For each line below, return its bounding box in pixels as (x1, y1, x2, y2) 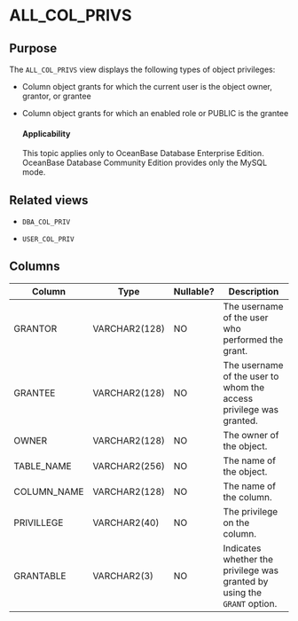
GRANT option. (223, 597, 278, 609)
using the (223, 586, 262, 599)
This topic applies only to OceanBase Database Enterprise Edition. (21, 148, 264, 159)
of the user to (223, 370, 279, 382)
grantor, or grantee (21, 90, 91, 101)
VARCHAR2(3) (92, 570, 153, 582)
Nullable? (173, 285, 215, 297)
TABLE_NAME (13, 460, 73, 472)
